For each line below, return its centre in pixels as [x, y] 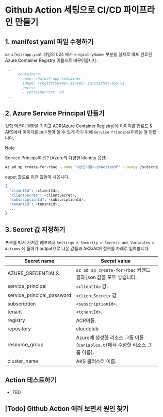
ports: [29, 88]
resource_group [25, 344]
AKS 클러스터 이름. [96, 361]
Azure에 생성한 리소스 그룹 [105, 338]
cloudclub [87, 328]
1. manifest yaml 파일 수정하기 [49, 42]
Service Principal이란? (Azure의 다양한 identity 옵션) [56, 158]
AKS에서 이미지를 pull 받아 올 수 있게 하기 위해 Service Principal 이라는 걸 [76, 132]
